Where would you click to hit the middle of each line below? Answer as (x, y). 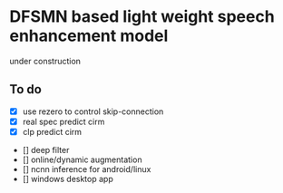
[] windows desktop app (68, 179)
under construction (45, 61)
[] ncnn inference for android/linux (87, 169)
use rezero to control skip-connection (93, 111)
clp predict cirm (52, 131)
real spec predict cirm (63, 121)
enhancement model (89, 36)
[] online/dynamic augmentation (82, 159)
